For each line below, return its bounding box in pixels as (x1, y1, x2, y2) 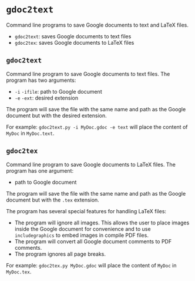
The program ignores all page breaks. (14, 250, 106, 257)
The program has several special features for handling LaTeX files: (6, 207, 166, 214)
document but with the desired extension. (6, 112, 107, 119)
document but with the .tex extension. (6, 196, 100, 203)
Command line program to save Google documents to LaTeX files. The (6, 161, 176, 168)
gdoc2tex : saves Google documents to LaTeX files (14, 39, 135, 46)
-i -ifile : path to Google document (14, 88, 102, 95)
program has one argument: (6, 167, 74, 174)
